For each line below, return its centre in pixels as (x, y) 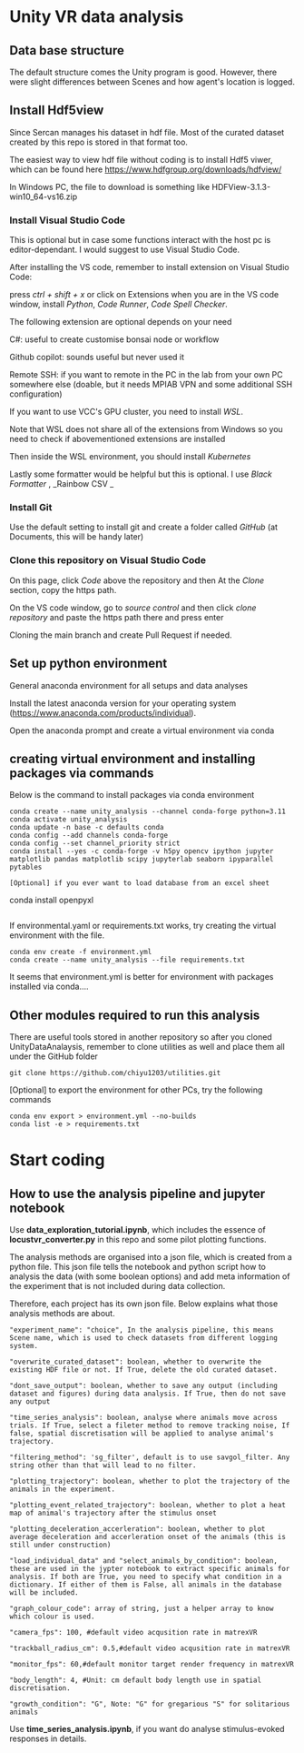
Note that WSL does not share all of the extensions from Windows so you (146, 429)
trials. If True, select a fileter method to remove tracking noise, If (150, 1426)
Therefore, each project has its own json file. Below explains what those (144, 1304)
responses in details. (48, 1738)
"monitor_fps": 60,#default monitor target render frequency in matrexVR (152, 1665)
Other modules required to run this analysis (135, 1015)
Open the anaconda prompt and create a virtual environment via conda (142, 730)
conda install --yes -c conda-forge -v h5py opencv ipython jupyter (142, 851)
